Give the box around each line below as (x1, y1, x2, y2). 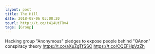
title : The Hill (5, 12, 38, 16)
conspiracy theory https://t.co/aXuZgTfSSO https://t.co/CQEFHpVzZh (5, 43, 145, 49)
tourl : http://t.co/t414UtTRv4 (5, 20, 69, 26)
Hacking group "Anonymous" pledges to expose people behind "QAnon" (5, 38, 151, 44)
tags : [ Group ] (5, 25, 34, 30)
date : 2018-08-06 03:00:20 (5, 16, 60, 21)
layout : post (5, 7, 32, 12)
